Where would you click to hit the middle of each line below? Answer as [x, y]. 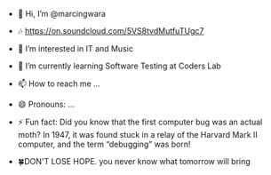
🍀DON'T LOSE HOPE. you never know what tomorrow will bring [134, 161]
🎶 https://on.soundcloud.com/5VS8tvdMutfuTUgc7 [111, 31]
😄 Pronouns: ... [46, 104]
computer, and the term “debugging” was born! [104, 144]
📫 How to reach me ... [59, 84]
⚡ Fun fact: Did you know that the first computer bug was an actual [140, 122]
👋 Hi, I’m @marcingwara [62, 14]
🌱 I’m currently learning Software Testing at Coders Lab [120, 66]
